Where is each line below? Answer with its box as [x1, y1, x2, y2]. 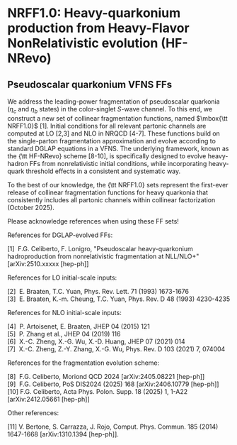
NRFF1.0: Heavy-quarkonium [7, 5, 181, 21]
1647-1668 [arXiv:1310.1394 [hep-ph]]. [7, 429, 119, 438]
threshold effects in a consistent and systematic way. [25, 167, 181, 175]
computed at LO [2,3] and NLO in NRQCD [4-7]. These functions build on [7, 129, 221, 138]
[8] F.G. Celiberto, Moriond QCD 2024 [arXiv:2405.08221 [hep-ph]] [7, 372, 205, 380]
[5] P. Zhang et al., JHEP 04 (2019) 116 [7, 329, 121, 338]
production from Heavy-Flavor [7, 20, 190, 36]
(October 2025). [7, 203, 54, 211]
